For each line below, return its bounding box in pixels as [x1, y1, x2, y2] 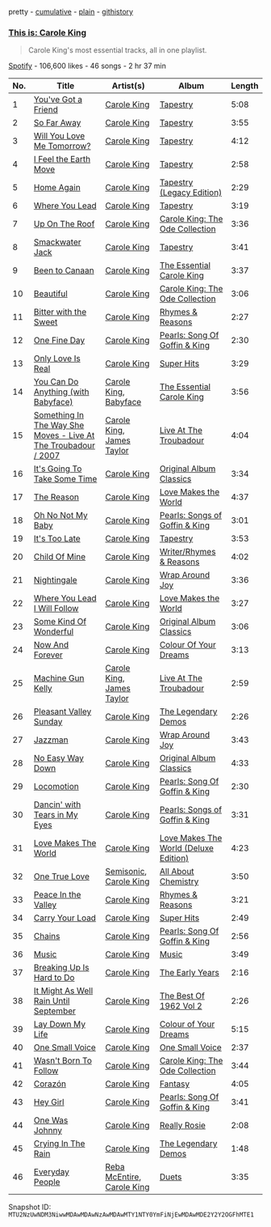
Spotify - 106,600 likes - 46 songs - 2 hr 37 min [8, 61, 167, 71]
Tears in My [33, 809, 78, 821]
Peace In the [33, 889, 81, 901]
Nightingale [33, 575, 78, 586]
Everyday [33, 1166, 70, 1178]
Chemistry [159, 876, 199, 887]
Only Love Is [33, 353, 81, 364]
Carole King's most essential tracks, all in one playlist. [27, 45, 207, 55]
